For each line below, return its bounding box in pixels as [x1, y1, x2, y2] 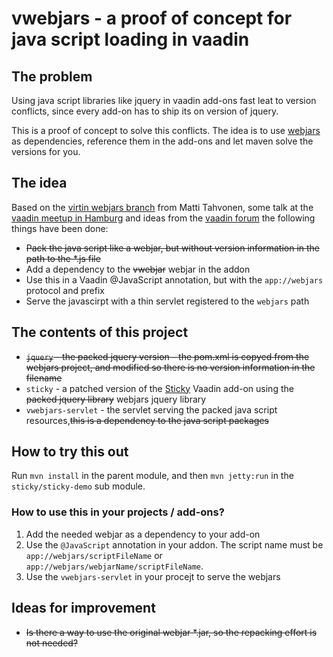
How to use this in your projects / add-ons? [11, 505, 225, 519]
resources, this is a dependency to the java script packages [25, 414, 269, 426]
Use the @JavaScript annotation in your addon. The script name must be [25, 538, 324, 551]
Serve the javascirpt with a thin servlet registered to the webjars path [25, 295, 310, 307]
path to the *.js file [25, 252, 101, 264]
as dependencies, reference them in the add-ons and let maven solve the [11, 135, 314, 147]
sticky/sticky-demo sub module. [11, 480, 146, 492]
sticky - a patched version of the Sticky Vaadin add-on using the [25, 382, 294, 394]
